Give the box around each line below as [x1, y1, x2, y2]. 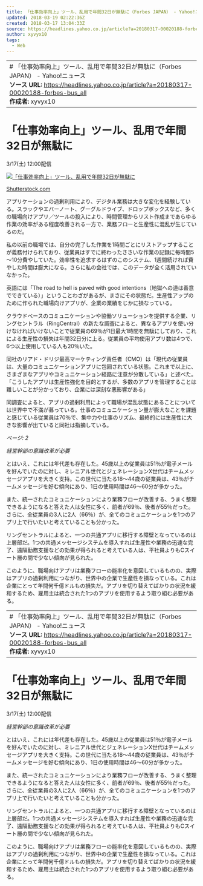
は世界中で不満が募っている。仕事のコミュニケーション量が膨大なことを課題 [6, 406, 197, 413]
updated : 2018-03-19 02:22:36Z [6, 15, 85, 21]
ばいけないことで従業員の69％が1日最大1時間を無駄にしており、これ [27, 327, 196, 334]
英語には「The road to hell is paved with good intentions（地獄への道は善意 [6, 284, 195, 291]
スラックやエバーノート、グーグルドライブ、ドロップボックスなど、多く [16, 205, 196, 212]
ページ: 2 [6, 434, 29, 441]
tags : [6, 37, 20, 43]
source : [6, 25, 26, 32]
